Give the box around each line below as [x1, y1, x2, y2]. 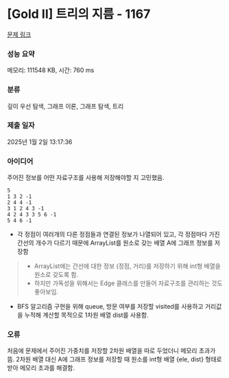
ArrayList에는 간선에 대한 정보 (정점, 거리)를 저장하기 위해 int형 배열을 [34, 262, 221, 270]
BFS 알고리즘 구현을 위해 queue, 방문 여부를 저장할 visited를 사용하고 [16, 302, 204, 311]
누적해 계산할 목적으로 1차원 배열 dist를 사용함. [24, 311, 149, 320]
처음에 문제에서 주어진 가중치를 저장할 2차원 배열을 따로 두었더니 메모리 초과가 [7, 346, 216, 355]
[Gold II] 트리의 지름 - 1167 [7, 6, 151, 22]
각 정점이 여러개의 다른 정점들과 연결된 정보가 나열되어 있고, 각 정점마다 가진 [16, 230, 221, 238]
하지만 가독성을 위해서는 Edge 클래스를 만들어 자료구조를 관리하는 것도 [34, 279, 223, 287]
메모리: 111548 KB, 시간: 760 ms [7, 66, 95, 74]
